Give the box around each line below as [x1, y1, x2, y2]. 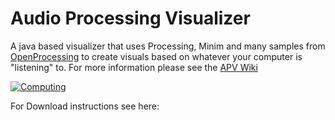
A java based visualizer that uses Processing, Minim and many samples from [10, 40, 326, 52]
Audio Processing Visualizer [10, 7, 251, 30]
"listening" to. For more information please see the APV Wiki [10, 61, 258, 73]
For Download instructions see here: [10, 100, 160, 112]
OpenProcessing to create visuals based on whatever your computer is [10, 50, 303, 62]
